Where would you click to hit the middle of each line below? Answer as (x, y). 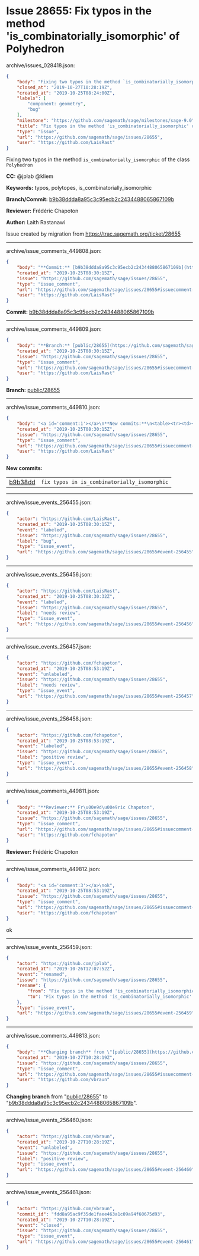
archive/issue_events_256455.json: (49, 502)
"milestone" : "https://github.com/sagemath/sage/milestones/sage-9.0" (106, 120)
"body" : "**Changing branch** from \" (65, 1052)
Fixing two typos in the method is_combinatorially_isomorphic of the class (98, 159)
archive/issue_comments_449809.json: (54, 329)
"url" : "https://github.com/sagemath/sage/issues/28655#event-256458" (106, 768)
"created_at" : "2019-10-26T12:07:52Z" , (66, 969)
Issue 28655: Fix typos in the (79, 11)
